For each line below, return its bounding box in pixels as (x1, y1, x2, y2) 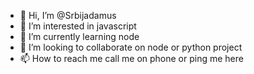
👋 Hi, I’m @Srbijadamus (19, 10, 117, 21)
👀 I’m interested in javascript (19, 20, 137, 32)
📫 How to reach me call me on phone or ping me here (19, 53, 244, 64)
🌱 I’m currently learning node (19, 31, 140, 42)
